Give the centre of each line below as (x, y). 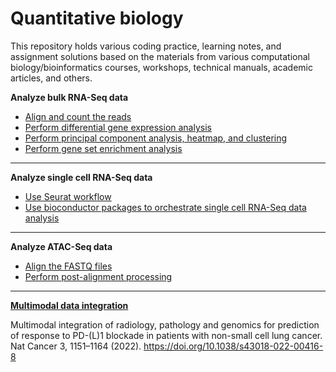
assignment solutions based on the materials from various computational (160, 56)
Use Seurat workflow (68, 196)
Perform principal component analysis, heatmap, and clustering (156, 138)
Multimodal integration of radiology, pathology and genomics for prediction (165, 324)
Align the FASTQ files (68, 266)
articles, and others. (51, 78)
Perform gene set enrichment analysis (103, 148)
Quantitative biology (97, 18)
